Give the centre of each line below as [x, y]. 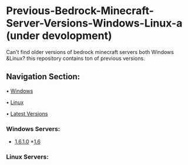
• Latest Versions [27, 113]
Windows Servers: [33, 129]
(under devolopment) [59, 36]
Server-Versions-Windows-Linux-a [94, 23]
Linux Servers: [27, 157]
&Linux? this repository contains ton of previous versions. [75, 58]
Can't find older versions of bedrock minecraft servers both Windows [90, 52]
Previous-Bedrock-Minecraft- [80, 11]
